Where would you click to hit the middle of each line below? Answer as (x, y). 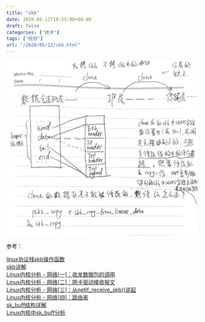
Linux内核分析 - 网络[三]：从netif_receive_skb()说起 (71, 290)
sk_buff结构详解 (27, 305)
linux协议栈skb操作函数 (36, 259)
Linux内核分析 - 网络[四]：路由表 (47, 298)
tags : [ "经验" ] (25, 39)
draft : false (23, 26)
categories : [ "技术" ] (33, 32)
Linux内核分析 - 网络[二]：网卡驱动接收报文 (61, 282)
